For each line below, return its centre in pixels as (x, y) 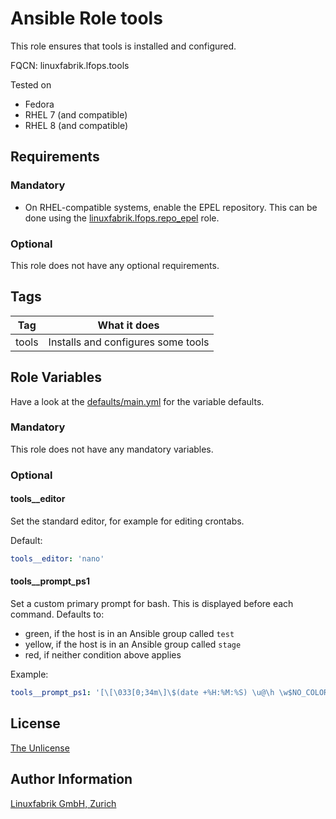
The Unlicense (40, 748)
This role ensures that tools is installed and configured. (123, 46)
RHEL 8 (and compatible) (76, 125)
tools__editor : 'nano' (57, 558)
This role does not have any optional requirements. (115, 265)
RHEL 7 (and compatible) (76, 114)
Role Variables (56, 377)
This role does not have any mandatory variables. (112, 449)
